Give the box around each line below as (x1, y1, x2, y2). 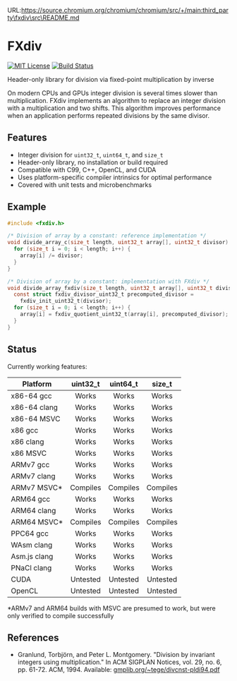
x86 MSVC (11, 448, 47, 458)
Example (7, 201, 47, 213)
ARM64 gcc (11, 494, 51, 504)
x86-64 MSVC (11, 414, 61, 423)
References (7, 632, 59, 644)
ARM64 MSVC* (11, 517, 63, 526)
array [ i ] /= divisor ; (20, 252, 83, 260)
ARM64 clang (11, 505, 56, 515)
